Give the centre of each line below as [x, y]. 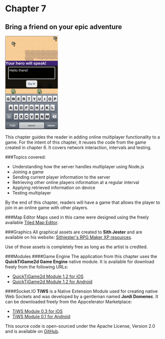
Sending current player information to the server [61, 177]
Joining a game [28, 172]
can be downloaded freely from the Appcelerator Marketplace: [68, 302]
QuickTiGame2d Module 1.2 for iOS [48, 276]
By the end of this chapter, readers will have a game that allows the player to [83, 202]
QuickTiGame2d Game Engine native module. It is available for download [80, 262]
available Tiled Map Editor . [32, 222]
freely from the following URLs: [37, 267]
